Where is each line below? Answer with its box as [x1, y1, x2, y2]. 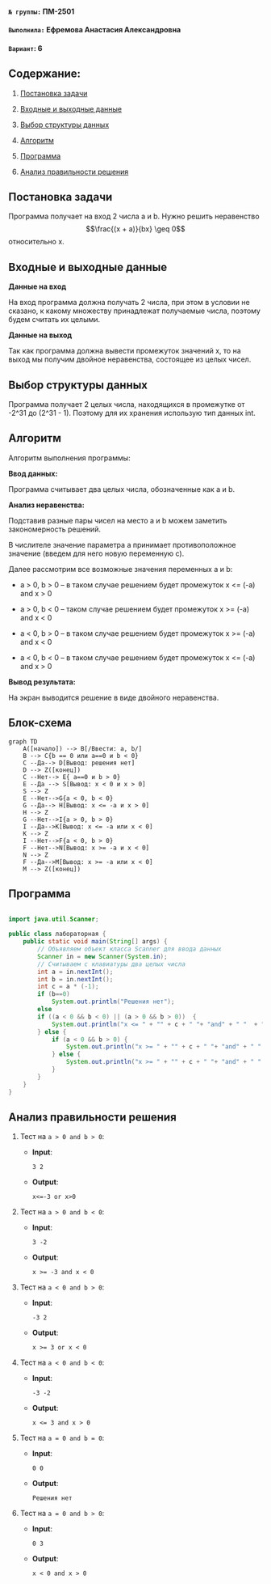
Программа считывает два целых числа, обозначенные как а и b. [8, 484, 236, 493]
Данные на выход [8, 330, 73, 340]
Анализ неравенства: [8, 500, 85, 510]
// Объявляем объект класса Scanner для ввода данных [37, 945, 222, 954]
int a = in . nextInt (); [37, 968, 114, 976]
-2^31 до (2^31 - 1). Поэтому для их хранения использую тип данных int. [8, 409, 256, 418]
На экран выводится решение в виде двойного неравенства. [8, 692, 219, 702]
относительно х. [8, 237, 65, 247]
